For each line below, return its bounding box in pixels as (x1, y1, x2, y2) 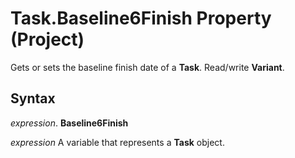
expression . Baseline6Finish (10, 117, 129, 129)
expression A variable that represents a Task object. (10, 136, 225, 148)
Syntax (10, 90, 56, 107)
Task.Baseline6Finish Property (10, 7, 272, 30)
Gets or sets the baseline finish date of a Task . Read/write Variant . (10, 61, 285, 73)
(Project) (10, 28, 85, 51)
